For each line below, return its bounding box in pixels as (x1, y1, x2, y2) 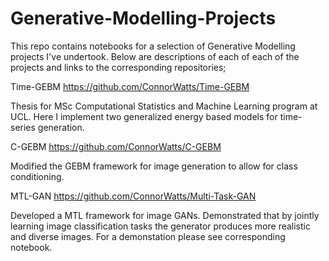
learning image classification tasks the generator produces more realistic (10, 220, 311, 232)
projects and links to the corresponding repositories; (10, 61, 227, 73)
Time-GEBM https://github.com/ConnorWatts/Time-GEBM (10, 80, 250, 92)
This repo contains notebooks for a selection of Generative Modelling (10, 40, 296, 52)
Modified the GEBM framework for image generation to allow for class (10, 160, 298, 172)
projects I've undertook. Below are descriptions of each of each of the (10, 50, 300, 62)
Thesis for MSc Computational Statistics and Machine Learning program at (10, 100, 318, 112)
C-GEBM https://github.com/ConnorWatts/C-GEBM (10, 140, 222, 152)
